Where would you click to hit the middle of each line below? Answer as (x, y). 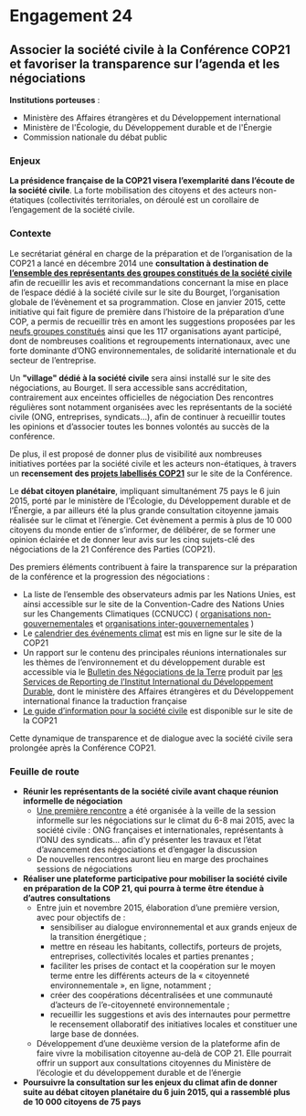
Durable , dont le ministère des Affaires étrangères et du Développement (158, 691)
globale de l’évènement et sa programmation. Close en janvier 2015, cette (148, 301)
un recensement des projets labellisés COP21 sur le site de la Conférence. (151, 473)
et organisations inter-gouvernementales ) (174, 623)
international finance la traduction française (105, 700)
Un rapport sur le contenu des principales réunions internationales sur (155, 652)
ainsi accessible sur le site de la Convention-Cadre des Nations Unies (153, 604)
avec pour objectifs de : (81, 917)
